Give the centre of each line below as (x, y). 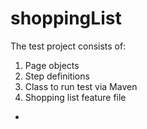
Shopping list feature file (75, 97)
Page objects (52, 65)
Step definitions (57, 76)
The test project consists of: (68, 46)
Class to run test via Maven (81, 86)
